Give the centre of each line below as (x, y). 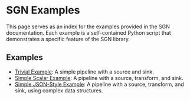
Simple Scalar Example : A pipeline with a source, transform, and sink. (99, 78)
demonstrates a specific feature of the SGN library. (68, 39)
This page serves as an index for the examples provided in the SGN (88, 26)
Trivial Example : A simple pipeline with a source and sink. (84, 72)
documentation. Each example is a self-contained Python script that (89, 32)
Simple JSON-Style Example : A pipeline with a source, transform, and (99, 84)
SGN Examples (43, 10)
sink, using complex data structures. (59, 90)
